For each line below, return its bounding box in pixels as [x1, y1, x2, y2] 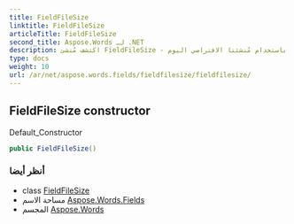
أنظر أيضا [9, 165, 45, 177]
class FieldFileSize [21, 185, 90, 196]
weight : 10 [9, 63, 50, 72]
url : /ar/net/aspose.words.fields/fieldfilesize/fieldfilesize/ [9, 71, 251, 80]
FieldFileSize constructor [9, 104, 151, 119]
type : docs [9, 54, 50, 63]
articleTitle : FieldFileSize [9, 29, 117, 38]
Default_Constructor [9, 127, 82, 137]
